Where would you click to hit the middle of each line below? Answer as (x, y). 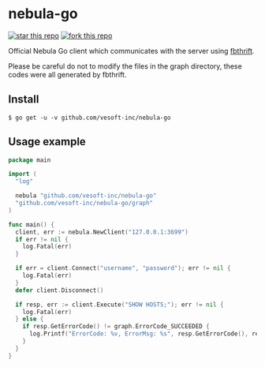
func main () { (32, 225)
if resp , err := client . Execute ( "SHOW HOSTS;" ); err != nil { (119, 305)
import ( (22, 174)
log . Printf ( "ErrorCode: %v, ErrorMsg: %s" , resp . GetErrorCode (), (138, 334)
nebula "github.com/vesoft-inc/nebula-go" (86, 196)
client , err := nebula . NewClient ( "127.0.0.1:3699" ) (102, 232)
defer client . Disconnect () (60, 290)
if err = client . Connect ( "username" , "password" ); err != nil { (123, 268)
